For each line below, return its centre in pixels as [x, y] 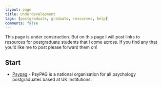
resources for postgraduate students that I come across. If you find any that [81, 42]
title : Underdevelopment [30, 14]
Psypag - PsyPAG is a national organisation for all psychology [74, 74]
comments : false [21, 23]
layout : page [18, 9]
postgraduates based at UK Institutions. [52, 79]
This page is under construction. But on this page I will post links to [72, 37]
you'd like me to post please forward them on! [51, 47]
